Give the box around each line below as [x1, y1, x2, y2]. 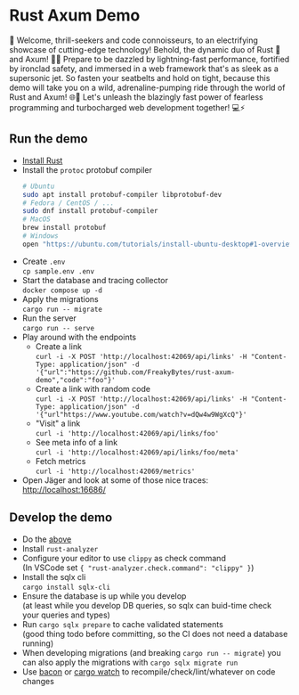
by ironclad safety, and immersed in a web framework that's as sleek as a [9, 63, 279, 74]
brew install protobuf [21, 224, 107, 233]
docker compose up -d [21, 286, 102, 295]
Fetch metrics [35, 455, 86, 466]
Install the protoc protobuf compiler [21, 164, 153, 175]
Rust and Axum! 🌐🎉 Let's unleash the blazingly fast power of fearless [9, 91, 264, 102]
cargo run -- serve [21, 323, 95, 332]
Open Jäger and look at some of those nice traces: [21, 474, 209, 486]
